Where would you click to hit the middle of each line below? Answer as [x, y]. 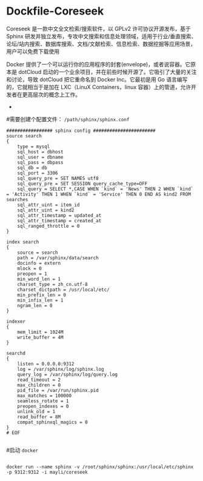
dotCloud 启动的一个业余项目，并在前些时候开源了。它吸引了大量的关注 [107, 71]
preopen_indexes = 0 [43, 406]
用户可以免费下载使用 [33, 51]
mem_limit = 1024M [40, 332]
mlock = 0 [30, 268]
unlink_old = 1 [36, 411]
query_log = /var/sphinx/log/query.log [68, 374]
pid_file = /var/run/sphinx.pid [58, 390]
